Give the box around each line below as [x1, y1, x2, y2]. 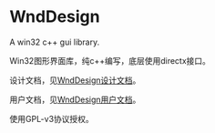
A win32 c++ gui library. [9, 36, 100, 47]
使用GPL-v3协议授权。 [9, 113, 94, 124]
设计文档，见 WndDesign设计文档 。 [9, 75, 141, 86]
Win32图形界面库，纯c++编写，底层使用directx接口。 [9, 55, 211, 66]
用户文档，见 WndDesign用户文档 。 [9, 94, 141, 105]
